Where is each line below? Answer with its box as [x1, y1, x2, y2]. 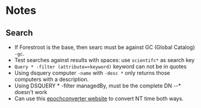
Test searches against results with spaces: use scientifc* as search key [14, 57, 195, 63]
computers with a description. [14, 76, 89, 83]
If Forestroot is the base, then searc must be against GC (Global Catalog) [14, 43, 195, 51]
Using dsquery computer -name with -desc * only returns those [14, 69, 170, 76]
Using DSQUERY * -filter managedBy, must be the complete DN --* [14, 82, 181, 89]
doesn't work [14, 89, 48, 95]
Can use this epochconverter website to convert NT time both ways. [14, 95, 184, 102]
